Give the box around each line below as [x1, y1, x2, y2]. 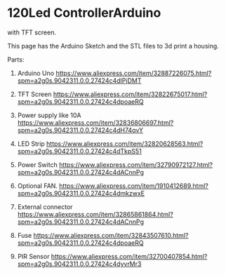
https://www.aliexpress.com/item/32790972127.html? [58, 160, 213, 169]
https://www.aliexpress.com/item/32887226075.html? [55, 69, 212, 77]
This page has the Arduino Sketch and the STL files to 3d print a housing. [7, 41, 219, 50]
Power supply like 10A [17, 111, 81, 119]
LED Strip [17, 139, 46, 148]
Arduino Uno [17, 69, 55, 77]
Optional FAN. [17, 181, 58, 190]
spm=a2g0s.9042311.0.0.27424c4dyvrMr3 [17, 260, 142, 268]
